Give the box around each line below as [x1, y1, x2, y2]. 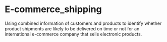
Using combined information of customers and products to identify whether [5, 20, 162, 26]
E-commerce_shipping [5, 4, 102, 15]
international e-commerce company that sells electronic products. [5, 31, 142, 37]
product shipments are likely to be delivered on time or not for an [5, 25, 140, 31]
